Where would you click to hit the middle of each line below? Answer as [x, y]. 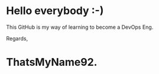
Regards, [17, 38]
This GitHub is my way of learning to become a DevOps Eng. [80, 27]
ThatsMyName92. [52, 62]
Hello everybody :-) [55, 11]
